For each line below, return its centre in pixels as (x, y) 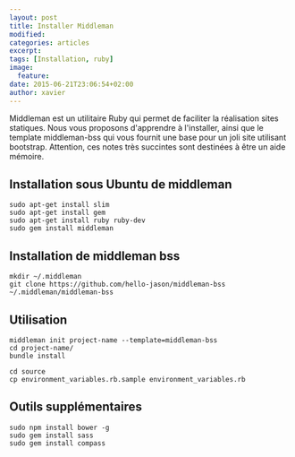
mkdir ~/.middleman (46, 277)
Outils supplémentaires (76, 407)
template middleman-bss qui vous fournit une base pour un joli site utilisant (148, 137)
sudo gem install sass (51, 435)
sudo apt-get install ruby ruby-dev (77, 220)
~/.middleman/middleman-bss (62, 292)
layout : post (34, 17)
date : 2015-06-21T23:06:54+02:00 (72, 84)
